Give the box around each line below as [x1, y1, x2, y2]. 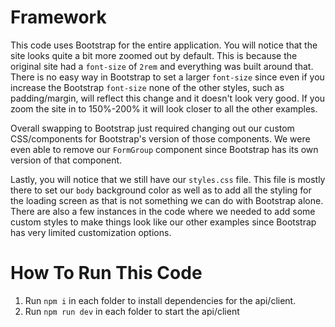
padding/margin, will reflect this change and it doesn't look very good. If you [10, 92, 326, 104]
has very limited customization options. [10, 226, 172, 238]
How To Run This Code [10, 262, 203, 285]
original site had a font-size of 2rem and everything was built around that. [10, 60, 314, 72]
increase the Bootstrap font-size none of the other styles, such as [10, 81, 285, 93]
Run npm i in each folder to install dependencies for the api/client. [24, 294, 297, 306]
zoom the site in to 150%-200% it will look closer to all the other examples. [10, 102, 318, 115]
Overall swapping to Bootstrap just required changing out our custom [10, 122, 295, 134]
